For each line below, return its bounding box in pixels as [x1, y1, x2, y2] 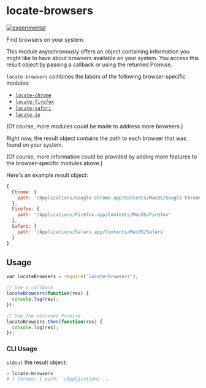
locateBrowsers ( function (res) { [6, 290, 89, 297]
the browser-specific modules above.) [6, 159, 103, 166]
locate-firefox [15, 99, 55, 105]
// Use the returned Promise [6, 312, 81, 319]
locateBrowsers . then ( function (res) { [6, 319, 103, 325]
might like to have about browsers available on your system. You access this [6, 54, 199, 61]
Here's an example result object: [6, 171, 88, 179]
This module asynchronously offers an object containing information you [6, 47, 190, 55]
